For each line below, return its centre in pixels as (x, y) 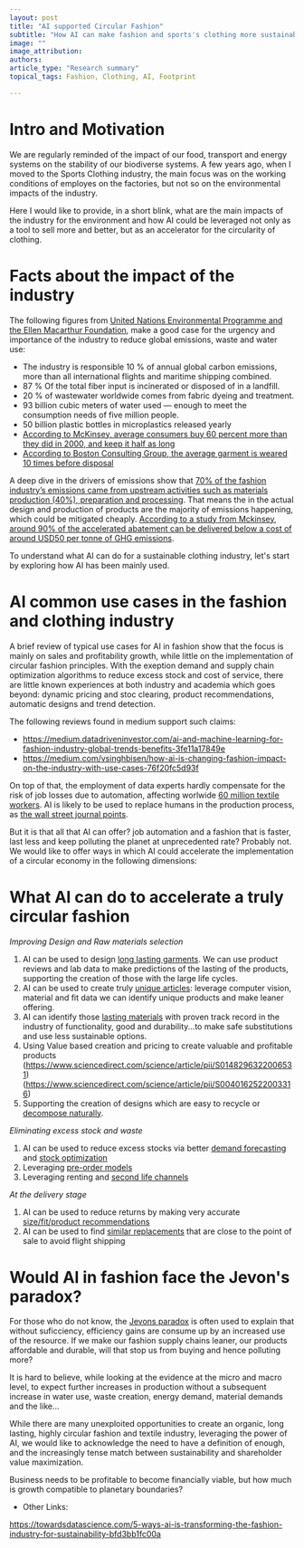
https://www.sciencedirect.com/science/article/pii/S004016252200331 (158, 1084)
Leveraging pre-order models (77, 1167)
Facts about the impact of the (122, 276)
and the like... (35, 1406)
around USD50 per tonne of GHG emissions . (92, 538)
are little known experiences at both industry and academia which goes (142, 684)
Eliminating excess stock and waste (76, 1130)
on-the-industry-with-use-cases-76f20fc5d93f (110, 768)
